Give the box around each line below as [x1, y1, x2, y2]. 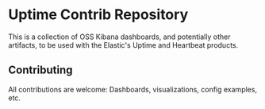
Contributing [8, 64, 73, 77]
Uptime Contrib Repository [8, 6, 189, 24]
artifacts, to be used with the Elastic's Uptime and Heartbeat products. [8, 40, 239, 49]
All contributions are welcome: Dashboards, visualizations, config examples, [8, 84, 258, 94]
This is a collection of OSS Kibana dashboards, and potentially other [8, 32, 231, 41]
